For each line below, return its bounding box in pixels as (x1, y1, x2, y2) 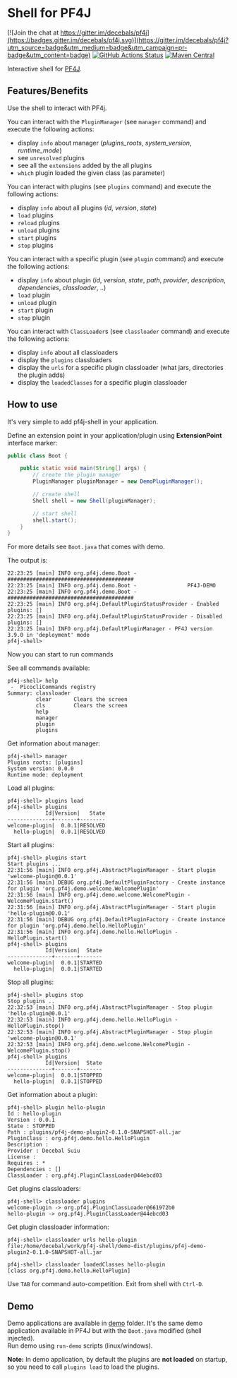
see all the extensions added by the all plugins (17, 161, 152, 169)
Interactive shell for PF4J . (7, 64, 83, 73)
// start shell (32, 510, 78, 517)
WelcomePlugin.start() (7, 898, 74, 905)
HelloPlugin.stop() (7, 1022, 65, 1030)
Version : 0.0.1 (7, 1117, 55, 1124)
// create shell (32, 491, 80, 498)
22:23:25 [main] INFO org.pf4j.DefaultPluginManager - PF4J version (7, 625, 213, 633)
